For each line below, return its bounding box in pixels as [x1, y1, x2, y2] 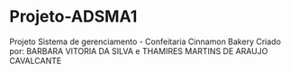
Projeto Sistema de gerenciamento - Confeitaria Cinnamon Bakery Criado [9, 36, 282, 47]
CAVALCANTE [9, 55, 62, 66]
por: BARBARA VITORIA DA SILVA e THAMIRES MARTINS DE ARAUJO [9, 45, 268, 56]
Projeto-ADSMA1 [9, 6, 138, 27]
